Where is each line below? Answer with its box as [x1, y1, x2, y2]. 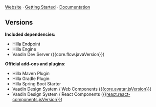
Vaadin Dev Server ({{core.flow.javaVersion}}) [12, 51, 105, 57]
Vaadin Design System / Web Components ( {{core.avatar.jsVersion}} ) [12, 86, 152, 92]
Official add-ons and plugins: [5, 61, 66, 67]
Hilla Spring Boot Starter [12, 80, 61, 86]
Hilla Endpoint [12, 41, 41, 47]
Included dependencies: [5, 31, 56, 37]
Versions [5, 18, 33, 27]
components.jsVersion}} [12, 96, 61, 102]
